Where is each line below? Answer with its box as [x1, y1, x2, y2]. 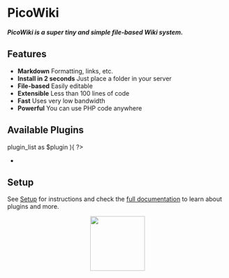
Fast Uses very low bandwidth [17, 96, 106, 105]
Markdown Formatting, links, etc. [17, 66, 114, 75]
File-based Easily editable [17, 82, 93, 90]
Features [7, 48, 47, 60]
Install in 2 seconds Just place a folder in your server [17, 74, 172, 82]
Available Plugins [7, 124, 84, 136]
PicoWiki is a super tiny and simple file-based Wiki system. [7, 28, 184, 36]
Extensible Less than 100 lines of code [17, 89, 130, 97]
